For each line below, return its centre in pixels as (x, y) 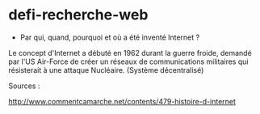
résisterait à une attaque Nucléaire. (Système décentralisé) (106, 70)
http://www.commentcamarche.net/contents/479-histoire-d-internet (122, 101)
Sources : (24, 86)
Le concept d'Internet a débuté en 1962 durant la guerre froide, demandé (130, 53)
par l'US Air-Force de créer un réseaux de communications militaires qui (128, 61)
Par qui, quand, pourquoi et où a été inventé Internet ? (110, 37)
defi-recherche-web (78, 15)
